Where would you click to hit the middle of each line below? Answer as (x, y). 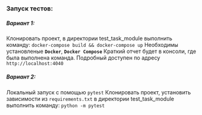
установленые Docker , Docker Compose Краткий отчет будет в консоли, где (101, 51)
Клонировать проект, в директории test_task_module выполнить (89, 38)
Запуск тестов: (30, 9)
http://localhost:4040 (35, 63)
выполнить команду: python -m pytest (56, 105)
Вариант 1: (21, 23)
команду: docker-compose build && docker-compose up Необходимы (93, 44)
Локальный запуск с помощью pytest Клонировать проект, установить (99, 92)
